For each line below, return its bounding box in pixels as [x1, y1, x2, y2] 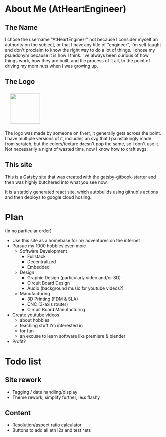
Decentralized [27, 258, 56, 265]
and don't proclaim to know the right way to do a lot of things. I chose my [5, 47, 155, 53]
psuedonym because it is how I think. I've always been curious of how [5, 52, 149, 58]
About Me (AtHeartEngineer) [5, 3, 127, 15]
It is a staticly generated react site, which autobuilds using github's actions [5, 189, 158, 195]
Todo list [5, 356, 42, 367]
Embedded [27, 264, 50, 270]
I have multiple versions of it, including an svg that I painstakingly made [5, 135, 152, 141]
